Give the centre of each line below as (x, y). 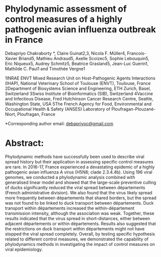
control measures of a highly (64, 19)
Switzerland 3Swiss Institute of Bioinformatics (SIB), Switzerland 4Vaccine (79, 94)
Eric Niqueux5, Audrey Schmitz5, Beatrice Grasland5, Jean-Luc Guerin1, (77, 64)
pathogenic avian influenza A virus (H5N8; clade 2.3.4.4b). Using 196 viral (79, 172)
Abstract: (24, 143)
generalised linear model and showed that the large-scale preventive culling (80, 182)
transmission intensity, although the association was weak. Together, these (80, 213)
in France (24, 40)
